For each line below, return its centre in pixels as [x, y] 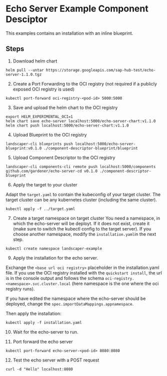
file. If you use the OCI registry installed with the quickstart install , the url [84, 272]
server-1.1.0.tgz [24, 74]
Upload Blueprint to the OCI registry [50, 134]
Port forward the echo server [43, 341]
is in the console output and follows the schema [55, 278]
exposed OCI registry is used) [43, 89]
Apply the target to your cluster [45, 184]
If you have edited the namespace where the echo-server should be [76, 298]
